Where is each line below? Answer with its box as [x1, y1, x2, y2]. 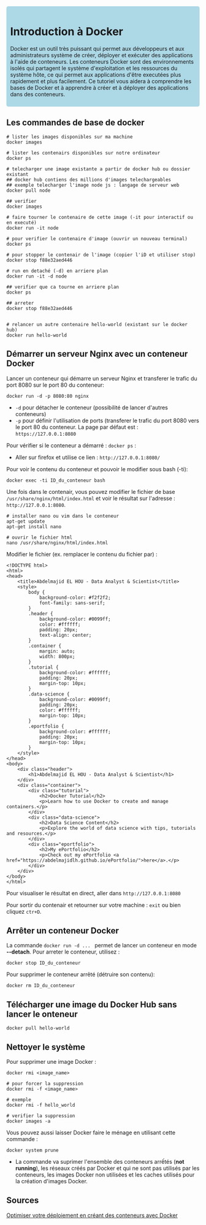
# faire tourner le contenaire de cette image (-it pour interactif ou [6, 214, 193, 220]
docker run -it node [6, 225, 59, 231]
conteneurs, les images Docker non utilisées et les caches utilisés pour [15, 1171, 195, 1178]
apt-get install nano [6, 523, 62, 529]
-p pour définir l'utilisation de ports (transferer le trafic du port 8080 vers [15, 417, 199, 424]
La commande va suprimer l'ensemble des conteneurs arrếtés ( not [15, 1158, 185, 1165]
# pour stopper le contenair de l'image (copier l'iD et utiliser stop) [6, 251, 196, 258]
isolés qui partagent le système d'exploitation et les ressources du [10, 64, 178, 72]
